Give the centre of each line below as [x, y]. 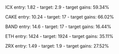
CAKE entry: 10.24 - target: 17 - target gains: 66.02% [60, 17]
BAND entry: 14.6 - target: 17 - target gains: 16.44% [58, 26]
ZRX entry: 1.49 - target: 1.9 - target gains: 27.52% [57, 46]
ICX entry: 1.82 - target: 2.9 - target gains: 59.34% [57, 7]
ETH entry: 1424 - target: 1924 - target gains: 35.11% [59, 36]
